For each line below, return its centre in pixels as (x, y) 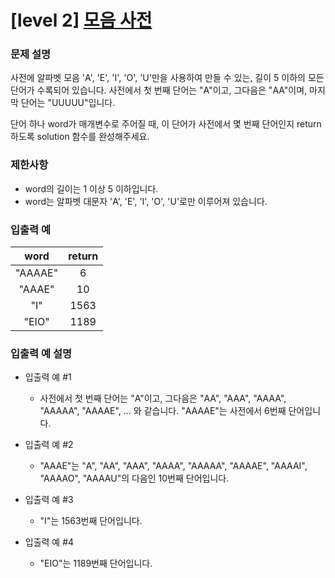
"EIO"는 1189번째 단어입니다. (96, 563)
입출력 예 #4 (49, 542)
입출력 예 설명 (41, 353)
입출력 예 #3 (49, 500)
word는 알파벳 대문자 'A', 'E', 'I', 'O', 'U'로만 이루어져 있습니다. (146, 201)
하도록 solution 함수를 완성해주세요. (80, 137)
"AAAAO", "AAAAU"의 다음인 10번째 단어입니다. (134, 478)
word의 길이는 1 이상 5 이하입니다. (91, 188)
